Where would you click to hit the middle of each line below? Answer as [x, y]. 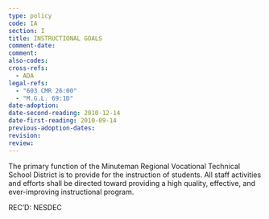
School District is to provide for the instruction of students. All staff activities [135, 175]
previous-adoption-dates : [52, 128]
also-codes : [28, 61]
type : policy [30, 16]
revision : [25, 135]
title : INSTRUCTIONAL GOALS [56, 38]
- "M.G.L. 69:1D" [45, 98]
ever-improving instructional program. [71, 192]
